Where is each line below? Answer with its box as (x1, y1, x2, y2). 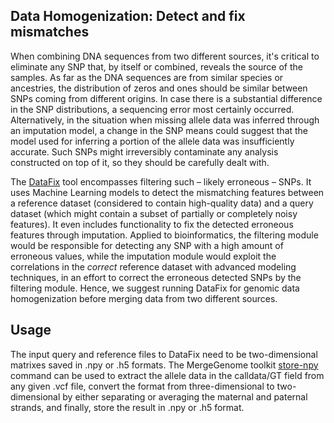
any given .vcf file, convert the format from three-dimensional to (10, 380, 275, 392)
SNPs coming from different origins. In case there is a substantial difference (10, 92, 323, 104)
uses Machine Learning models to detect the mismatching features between (10, 186, 325, 198)
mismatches (10, 24, 90, 41)
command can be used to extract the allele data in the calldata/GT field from (10, 369, 325, 381)
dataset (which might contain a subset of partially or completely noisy (10, 207, 298, 219)
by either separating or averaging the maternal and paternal (62, 390, 308, 403)
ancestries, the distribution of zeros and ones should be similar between (10, 82, 308, 94)
